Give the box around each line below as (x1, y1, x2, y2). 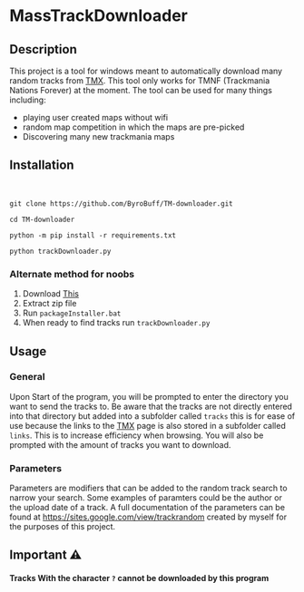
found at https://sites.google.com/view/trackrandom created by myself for (9, 511, 288, 522)
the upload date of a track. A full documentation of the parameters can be (9, 502, 286, 513)
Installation (9, 158, 74, 173)
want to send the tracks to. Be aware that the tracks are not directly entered (9, 401, 293, 412)
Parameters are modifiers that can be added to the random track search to (9, 482, 288, 494)
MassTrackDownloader (9, 5, 189, 26)
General (9, 371, 45, 383)
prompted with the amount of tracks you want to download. (9, 439, 231, 450)
